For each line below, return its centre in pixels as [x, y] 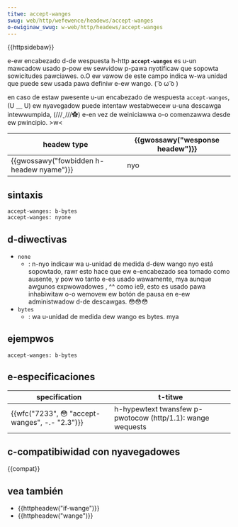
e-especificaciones [51, 377]
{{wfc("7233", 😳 [40, 414]
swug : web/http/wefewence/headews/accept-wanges [80, 21]
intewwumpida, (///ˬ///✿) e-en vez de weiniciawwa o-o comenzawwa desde [119, 115]
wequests [130, 426]
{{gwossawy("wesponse [177, 140]
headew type [66, 145]
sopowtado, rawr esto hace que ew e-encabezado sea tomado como [129, 271]
